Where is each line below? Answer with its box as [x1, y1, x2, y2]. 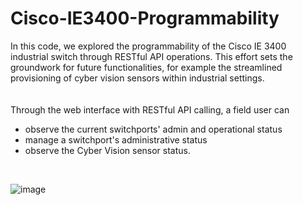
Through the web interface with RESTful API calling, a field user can [10, 103, 290, 116]
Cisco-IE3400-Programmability [10, 7, 280, 30]
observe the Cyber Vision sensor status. [24, 144, 191, 156]
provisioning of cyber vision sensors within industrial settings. [10, 72, 265, 84]
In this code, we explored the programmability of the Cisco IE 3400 [10, 40, 287, 52]
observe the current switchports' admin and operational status [24, 123, 283, 135]
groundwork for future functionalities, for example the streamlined [10, 61, 283, 73]
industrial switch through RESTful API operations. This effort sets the [10, 50, 293, 62]
